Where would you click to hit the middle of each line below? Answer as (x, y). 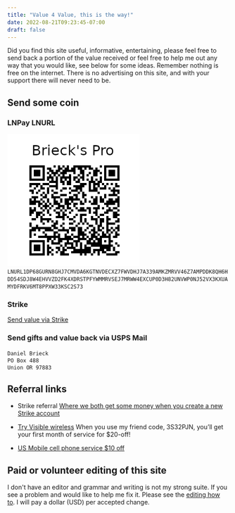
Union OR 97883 (30, 367)
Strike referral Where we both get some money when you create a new (120, 406)
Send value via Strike (38, 319)
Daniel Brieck (28, 353)
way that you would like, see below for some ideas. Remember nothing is (113, 65)
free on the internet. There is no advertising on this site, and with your (108, 73)
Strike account (39, 413)
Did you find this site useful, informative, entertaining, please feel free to (112, 51)
